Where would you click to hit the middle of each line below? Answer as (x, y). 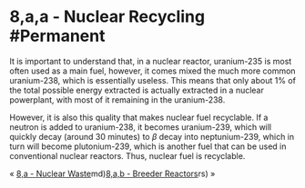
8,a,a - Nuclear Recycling (107, 17)
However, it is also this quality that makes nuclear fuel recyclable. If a (139, 117)
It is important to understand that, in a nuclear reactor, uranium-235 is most (151, 61)
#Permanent (57, 36)
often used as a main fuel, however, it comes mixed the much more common (152, 71)
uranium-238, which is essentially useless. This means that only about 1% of (152, 80)
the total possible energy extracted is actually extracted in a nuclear (137, 90)
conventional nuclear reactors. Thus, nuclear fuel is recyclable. (127, 155)
